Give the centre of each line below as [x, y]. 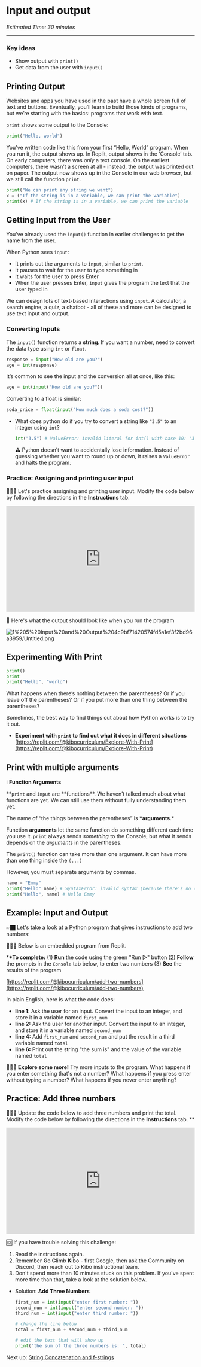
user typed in [31, 289]
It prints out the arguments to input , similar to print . [79, 264]
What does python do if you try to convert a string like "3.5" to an [96, 421]
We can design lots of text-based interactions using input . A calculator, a [96, 301]
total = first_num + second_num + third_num [71, 1330]
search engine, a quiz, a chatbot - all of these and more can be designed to [99, 307]
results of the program [34, 970]
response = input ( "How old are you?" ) [54, 360]
